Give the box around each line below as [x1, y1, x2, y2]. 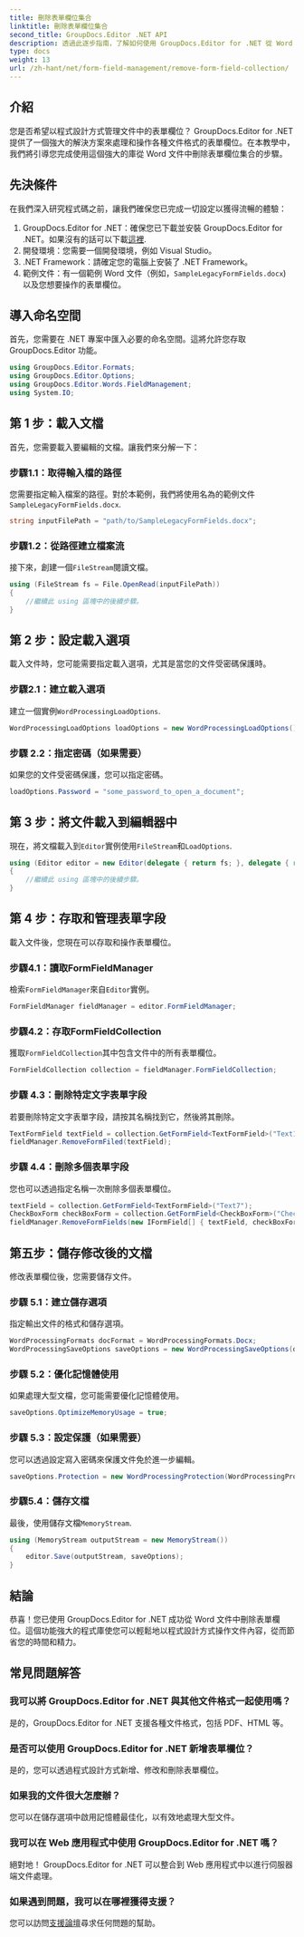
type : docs [9, 47, 51, 56]
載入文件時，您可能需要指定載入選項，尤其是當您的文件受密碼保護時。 [9, 658, 271, 669]
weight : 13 [9, 55, 51, 64]
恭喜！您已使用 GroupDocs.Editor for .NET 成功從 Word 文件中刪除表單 [9, 1614, 273, 1624]
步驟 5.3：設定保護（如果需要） [9, 1431, 147, 1444]
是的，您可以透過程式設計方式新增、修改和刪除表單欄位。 [9, 1764, 223, 1775]
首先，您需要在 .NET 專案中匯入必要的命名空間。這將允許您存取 [9, 334, 246, 344]
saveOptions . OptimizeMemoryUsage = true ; [9, 1409, 168, 1418]
